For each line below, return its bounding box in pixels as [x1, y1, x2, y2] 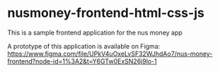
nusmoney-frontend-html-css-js [7, 5, 205, 21]
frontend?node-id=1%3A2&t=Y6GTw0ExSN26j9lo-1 [7, 56, 157, 65]
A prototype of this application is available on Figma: [7, 42, 161, 50]
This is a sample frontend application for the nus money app [7, 28, 183, 37]
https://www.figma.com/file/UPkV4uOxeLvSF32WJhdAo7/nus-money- [7, 49, 213, 58]
